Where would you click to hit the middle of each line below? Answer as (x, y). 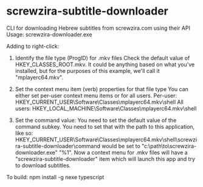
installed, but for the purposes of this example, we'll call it (87, 70)
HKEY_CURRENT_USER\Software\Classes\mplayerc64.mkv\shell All (99, 102)
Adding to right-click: (33, 46)
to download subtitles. (43, 165)
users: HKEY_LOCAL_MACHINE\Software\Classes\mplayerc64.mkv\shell (106, 108)
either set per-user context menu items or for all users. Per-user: (96, 95)
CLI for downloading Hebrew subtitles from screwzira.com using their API (98, 28)
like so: (24, 133)
